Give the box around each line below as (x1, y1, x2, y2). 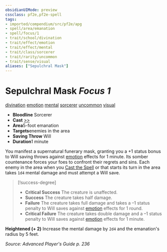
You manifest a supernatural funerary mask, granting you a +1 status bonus (5, 148, 161, 154)
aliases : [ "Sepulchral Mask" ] (5, 64, 69, 69)
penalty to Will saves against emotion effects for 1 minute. (25, 216, 145, 222)
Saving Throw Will (12, 133, 51, 139)
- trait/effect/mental (5, 45, 53, 50)
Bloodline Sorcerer (12, 112, 52, 118)
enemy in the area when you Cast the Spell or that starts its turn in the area (5, 164, 161, 170)
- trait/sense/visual (5, 59, 51, 64)
